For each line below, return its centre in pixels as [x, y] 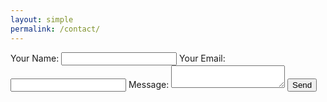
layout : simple [42, 19]
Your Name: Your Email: [118, 58]
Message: [149, 84]
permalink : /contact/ [55, 29]
